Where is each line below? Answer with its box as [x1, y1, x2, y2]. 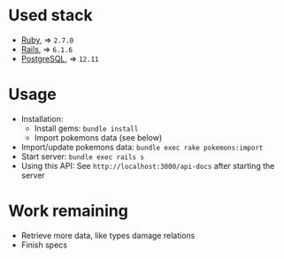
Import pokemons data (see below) [34, 132, 163, 142]
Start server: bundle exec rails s [20, 151, 145, 162]
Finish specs [20, 240, 68, 250]
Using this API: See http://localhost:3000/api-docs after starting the [20, 160, 275, 171]
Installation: [20, 113, 64, 124]
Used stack [8, 5, 94, 26]
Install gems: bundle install [34, 123, 139, 133]
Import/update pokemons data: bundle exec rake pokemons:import [20, 141, 264, 152]
